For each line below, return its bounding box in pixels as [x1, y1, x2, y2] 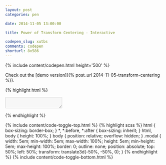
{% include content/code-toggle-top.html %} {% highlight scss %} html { [5, 122, 156, 128]
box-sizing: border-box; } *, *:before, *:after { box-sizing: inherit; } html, [5, 127, 152, 133]
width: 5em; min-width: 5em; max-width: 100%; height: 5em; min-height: [5, 138, 155, 144]
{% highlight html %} [5, 87, 48, 93]
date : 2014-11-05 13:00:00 [5, 21, 61, 26]
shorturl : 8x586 [5, 49, 39, 54]
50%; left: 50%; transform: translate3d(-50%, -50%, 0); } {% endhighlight [5, 148, 157, 154]
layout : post [5, 7, 32, 13]
